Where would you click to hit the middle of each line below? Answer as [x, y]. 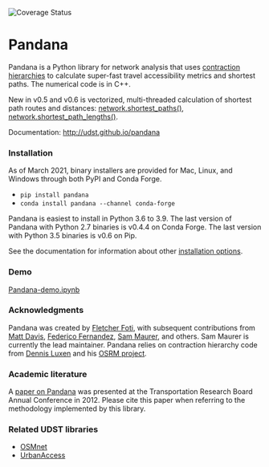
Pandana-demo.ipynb [44, 290]
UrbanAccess [43, 455]
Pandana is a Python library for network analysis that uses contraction [124, 67]
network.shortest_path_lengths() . [63, 116]
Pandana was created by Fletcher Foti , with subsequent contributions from [132, 327]
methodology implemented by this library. [77, 408]
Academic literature [48, 374]
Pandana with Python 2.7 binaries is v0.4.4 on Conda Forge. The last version [135, 227]
